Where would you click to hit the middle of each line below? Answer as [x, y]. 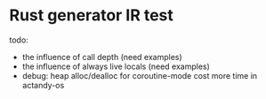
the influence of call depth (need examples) [102, 57]
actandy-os [43, 85]
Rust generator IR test [91, 15]
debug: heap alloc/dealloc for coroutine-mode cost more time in [140, 75]
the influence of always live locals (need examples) [116, 66]
